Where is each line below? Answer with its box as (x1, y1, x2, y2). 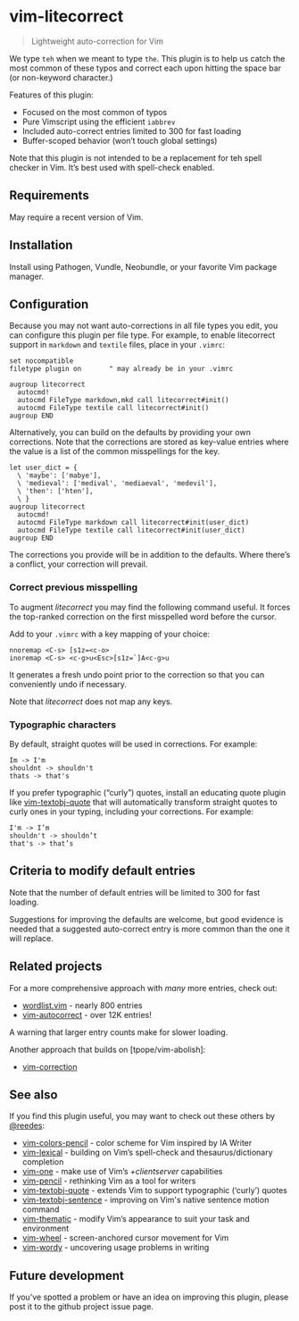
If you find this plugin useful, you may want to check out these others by (9, 1111, 275, 1122)
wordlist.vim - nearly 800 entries (21, 999, 143, 1011)
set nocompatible (9, 357, 74, 366)
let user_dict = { (9, 463, 78, 473)
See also (9, 1087, 58, 1102)
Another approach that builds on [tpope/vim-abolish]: (9, 1044, 206, 1055)
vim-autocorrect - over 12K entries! (21, 1009, 152, 1020)
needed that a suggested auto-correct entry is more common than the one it (9, 923, 290, 934)
